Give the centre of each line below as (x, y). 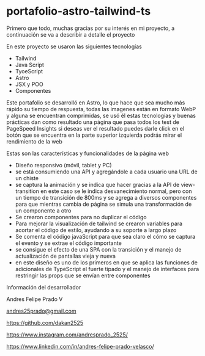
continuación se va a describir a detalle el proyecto (71, 34)
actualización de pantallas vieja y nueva (65, 256)
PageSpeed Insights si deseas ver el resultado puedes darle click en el (95, 128)
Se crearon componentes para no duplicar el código (81, 217)
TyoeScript (29, 71)
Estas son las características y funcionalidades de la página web (88, 153)
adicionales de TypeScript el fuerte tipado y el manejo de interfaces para (107, 269)
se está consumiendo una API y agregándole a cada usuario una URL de (106, 172)
